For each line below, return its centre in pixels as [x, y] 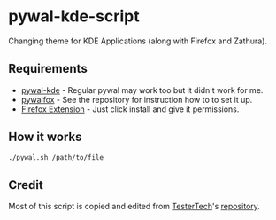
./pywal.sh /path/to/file [56, 157]
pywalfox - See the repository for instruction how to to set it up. [137, 99]
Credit [26, 185]
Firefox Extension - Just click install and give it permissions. [130, 109]
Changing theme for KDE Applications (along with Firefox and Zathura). [138, 41]
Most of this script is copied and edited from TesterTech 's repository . [134, 207]
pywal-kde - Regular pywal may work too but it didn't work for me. [142, 90]
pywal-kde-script [74, 16]
